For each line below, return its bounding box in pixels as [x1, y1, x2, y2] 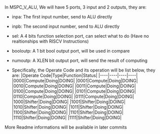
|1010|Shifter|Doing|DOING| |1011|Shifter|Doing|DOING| [11, 104, 124, 110]
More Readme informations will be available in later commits [4, 124, 127, 130]
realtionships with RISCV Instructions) [11, 38, 89, 44]
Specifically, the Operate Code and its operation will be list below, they [11, 67, 156, 73]
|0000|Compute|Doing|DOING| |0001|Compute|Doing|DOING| [11, 78, 138, 83]
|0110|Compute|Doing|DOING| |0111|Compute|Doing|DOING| [11, 94, 134, 99]
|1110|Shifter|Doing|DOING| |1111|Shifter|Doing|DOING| [11, 115, 122, 121]
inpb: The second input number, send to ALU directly [11, 23, 120, 29]
